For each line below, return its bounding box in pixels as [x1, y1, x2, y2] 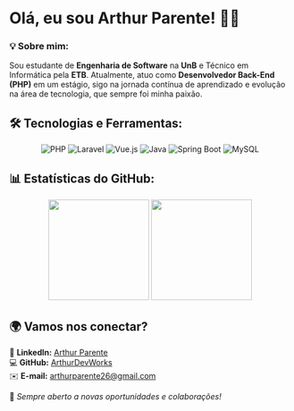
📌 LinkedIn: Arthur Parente [9, 347, 109, 357]
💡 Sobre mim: [9, 40, 70, 53]
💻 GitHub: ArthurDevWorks [9, 356, 113, 367]
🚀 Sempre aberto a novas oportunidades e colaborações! [9, 390, 222, 401]
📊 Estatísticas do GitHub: [9, 171, 155, 186]
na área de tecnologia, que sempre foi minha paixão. [9, 88, 203, 99]
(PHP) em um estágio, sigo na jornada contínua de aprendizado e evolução [9, 80, 286, 90]
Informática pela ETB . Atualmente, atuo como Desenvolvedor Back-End [9, 70, 275, 80]
